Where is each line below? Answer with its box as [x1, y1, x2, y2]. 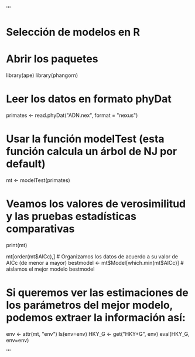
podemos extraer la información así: [6, 311, 186, 325]
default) [6, 157, 46, 171]
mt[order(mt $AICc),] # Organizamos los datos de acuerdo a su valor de [6, 252, 179, 260]
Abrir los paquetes [6, 52, 98, 66]
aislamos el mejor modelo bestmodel [6, 265, 95, 272]
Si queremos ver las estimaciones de [6, 286, 189, 299]
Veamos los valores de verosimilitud [6, 197, 186, 211]
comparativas [6, 223, 75, 235]
